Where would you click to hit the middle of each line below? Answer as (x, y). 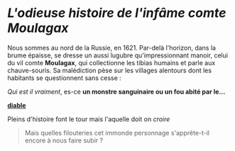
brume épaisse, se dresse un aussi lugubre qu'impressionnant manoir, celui (118, 55)
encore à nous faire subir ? (64, 140)
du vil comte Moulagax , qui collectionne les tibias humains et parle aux (111, 62)
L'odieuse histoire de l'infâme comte (117, 13)
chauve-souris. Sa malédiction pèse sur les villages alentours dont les (109, 70)
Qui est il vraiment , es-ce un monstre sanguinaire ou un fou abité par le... (116, 91)
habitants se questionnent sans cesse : (65, 78)
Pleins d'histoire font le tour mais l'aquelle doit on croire (89, 119)
